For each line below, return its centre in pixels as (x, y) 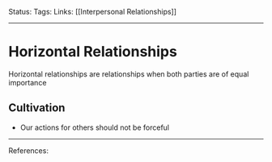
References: (28, 150)
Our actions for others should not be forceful (95, 127)
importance (28, 82)
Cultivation (37, 108)
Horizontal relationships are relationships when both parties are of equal (129, 74)
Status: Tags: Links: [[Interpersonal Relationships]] (92, 12)
